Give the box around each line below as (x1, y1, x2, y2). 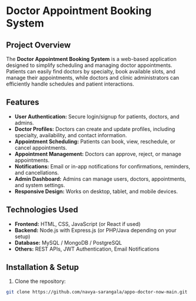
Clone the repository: (14, 278, 66, 285)
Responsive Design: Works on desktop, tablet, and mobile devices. (14, 188, 178, 195)
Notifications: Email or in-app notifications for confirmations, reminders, (14, 163, 191, 170)
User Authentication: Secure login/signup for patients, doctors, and (14, 113, 180, 120)
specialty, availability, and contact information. (14, 131, 127, 138)
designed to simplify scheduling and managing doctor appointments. (6, 62, 173, 69)
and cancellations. (14, 169, 59, 176)
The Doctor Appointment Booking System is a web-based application (6, 56, 177, 62)
